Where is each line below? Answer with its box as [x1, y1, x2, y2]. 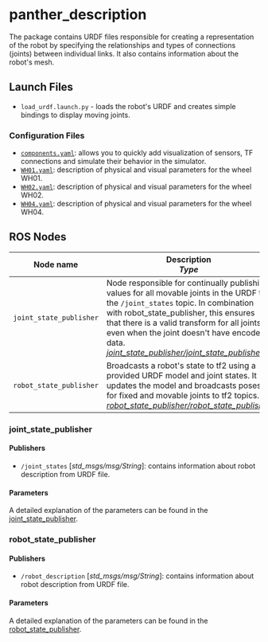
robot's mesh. [9, 57, 55, 67]
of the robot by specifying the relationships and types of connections [9, 40, 236, 49]
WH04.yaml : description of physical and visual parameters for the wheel [20, 199, 252, 209]
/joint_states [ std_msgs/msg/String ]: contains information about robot [20, 460, 256, 471]
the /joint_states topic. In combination [106, 297, 254, 308]
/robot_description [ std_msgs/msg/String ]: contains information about [20, 571, 254, 581]
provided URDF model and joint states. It [106, 370, 258, 381]
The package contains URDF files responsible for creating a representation [9, 32, 254, 41]
